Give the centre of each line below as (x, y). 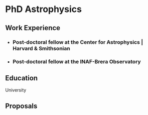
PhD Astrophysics (43, 9)
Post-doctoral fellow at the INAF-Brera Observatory (77, 62)
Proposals (21, 106)
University (16, 90)
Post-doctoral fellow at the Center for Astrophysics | (78, 42)
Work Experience (33, 28)
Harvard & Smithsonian (41, 48)
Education (22, 78)
